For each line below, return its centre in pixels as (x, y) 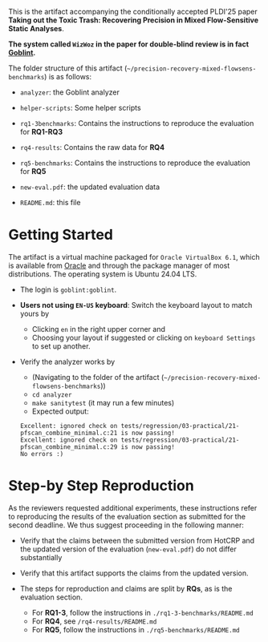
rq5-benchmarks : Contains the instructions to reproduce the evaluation (135, 163)
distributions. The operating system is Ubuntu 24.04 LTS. (103, 274)
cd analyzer (52, 395)
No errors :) (42, 454)
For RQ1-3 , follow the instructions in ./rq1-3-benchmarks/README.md (143, 612)
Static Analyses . (36, 28)
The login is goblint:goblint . (68, 289)
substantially (41, 557)
